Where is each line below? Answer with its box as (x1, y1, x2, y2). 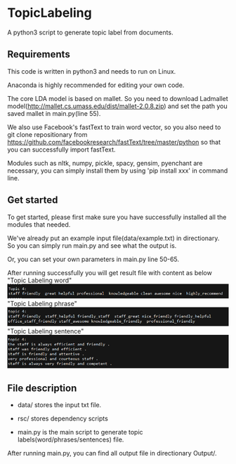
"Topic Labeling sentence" (7, 326, 84, 335)
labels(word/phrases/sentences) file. (17, 435, 124, 444)
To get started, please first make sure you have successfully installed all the (7, 213, 227, 221)
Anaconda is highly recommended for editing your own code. (7, 81, 185, 89)
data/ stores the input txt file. (17, 401, 102, 409)
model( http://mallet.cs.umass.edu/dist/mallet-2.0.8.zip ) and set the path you (7, 102, 228, 110)
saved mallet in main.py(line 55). (7, 109, 101, 117)
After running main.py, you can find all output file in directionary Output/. (7, 449, 217, 458)
